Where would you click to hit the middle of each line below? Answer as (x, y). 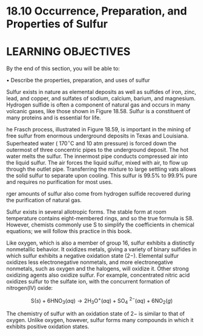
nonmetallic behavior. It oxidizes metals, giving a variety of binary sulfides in (101, 249)
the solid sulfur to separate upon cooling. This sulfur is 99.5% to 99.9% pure (102, 175)
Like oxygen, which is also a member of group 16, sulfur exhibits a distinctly (101, 243)
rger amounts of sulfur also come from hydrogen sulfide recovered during (98, 193)
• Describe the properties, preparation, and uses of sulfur (78, 81)
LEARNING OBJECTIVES (68, 52)
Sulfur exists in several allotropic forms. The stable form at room (86, 212)
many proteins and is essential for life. (54, 118)
